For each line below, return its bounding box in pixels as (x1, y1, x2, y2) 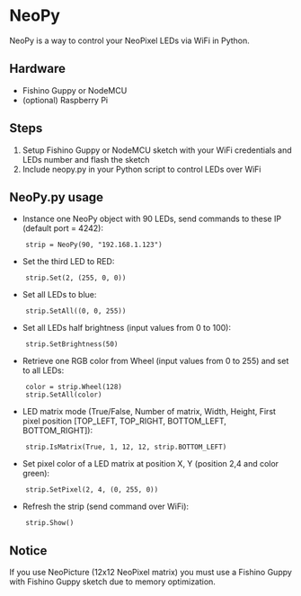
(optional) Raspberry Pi (22, 94, 109, 105)
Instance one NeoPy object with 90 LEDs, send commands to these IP (22, 213, 281, 225)
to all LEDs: (22, 365, 65, 376)
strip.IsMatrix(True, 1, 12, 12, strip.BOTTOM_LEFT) (25, 442, 227, 452)
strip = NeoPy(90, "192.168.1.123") (25, 240, 164, 250)
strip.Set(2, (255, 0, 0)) (25, 273, 127, 283)
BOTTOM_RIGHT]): (22, 425, 93, 436)
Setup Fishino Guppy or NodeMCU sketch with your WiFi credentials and (22, 145, 292, 156)
